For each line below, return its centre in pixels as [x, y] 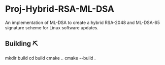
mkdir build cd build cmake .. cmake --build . [50, 58]
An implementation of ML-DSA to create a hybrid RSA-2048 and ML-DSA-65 [82, 22]
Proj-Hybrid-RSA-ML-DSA [60, 9]
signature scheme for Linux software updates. [52, 27]
